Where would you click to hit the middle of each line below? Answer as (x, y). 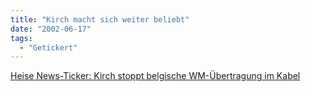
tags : (21, 38)
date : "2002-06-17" (51, 29)
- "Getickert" (48, 47)
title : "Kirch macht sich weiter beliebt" (100, 19)
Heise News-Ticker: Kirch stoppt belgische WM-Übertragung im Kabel (155, 76)
